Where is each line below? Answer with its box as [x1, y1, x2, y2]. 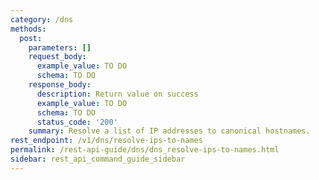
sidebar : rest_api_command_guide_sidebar [10, 154, 186, 164]
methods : [10, 24, 47, 34]
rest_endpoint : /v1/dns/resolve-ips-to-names [10, 136, 203, 146]
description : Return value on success [36, 89, 199, 99]
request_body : [28, 52, 87, 62]
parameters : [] [28, 42, 92, 53]
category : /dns [10, 14, 74, 25]
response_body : [28, 80, 92, 90]
